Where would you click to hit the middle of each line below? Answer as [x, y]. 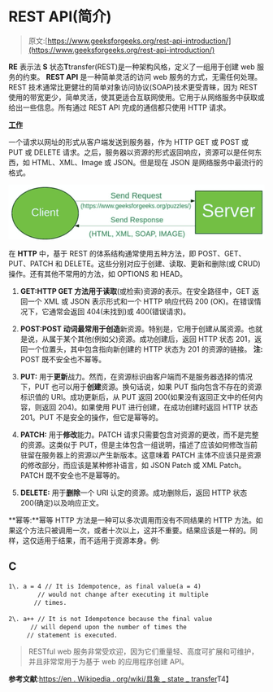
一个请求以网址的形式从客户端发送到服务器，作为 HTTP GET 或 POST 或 [129, 142]
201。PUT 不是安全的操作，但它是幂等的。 [91, 417]
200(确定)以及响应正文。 [62, 502]
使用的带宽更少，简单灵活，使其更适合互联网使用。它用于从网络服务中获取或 [136, 97]
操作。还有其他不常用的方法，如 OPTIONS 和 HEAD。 [98, 274]
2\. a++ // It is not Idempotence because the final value [110, 619]
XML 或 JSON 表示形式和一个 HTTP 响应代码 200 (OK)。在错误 [149, 301]
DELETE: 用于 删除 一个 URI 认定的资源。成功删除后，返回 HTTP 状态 [134, 493]
